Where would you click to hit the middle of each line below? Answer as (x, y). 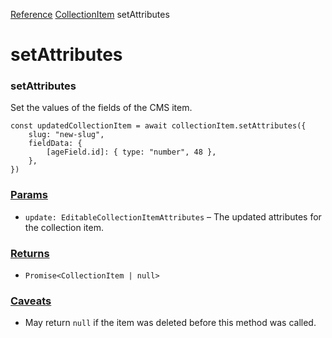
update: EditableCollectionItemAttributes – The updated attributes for (173, 216)
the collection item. (64, 227)
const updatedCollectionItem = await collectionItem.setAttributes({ (158, 126)
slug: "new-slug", (66, 135)
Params (29, 195)
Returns (30, 253)
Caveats (31, 301)
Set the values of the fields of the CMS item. (101, 108)
